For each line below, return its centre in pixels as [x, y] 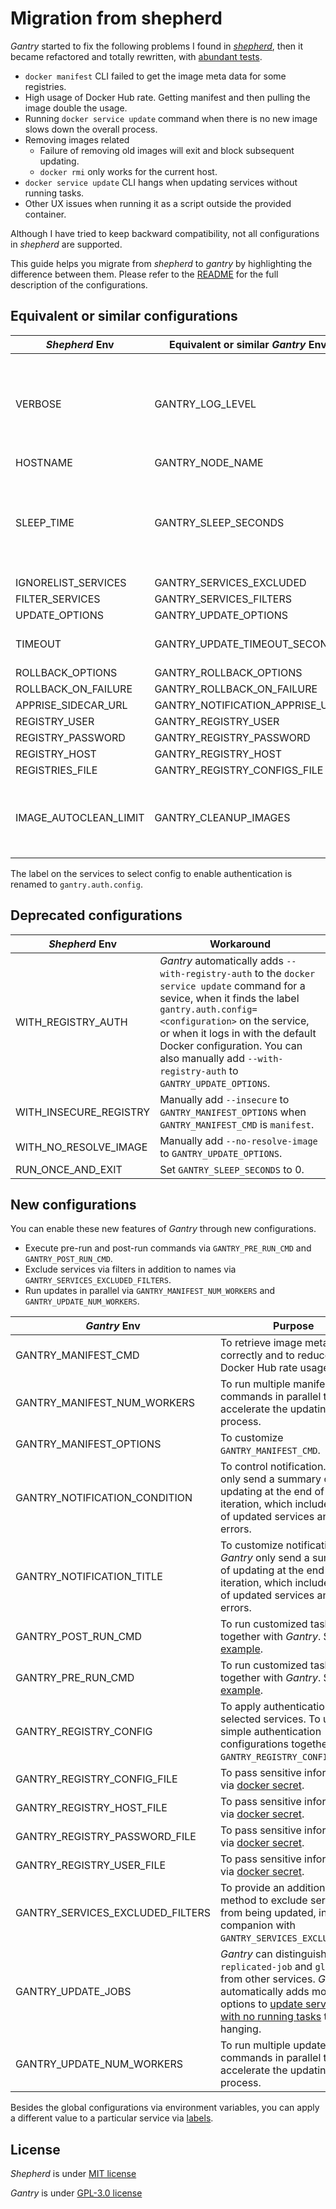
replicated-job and [266, 1967]
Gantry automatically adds [221, 960]
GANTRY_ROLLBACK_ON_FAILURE [236, 689]
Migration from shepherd [116, 18]
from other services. [268, 1979]
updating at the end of [272, 1492]
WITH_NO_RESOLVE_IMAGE [81, 1147]
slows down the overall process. [91, 129]
